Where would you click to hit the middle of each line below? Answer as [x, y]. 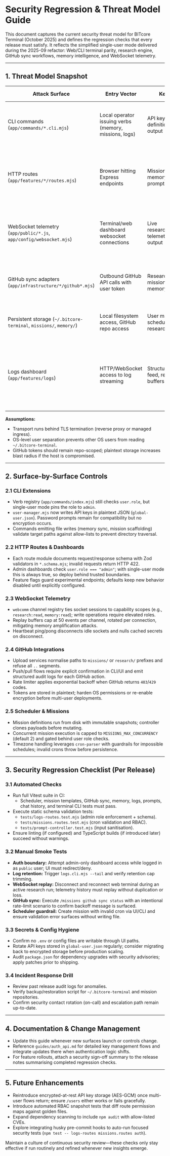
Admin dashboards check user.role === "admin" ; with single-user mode [88, 569]
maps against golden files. [40, 1111]
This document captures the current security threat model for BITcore [78, 34]
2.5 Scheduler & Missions [37, 712]
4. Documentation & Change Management [73, 1029]
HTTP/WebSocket [121, 368]
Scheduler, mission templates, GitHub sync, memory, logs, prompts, [91, 801]
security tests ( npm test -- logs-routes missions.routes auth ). [79, 1133]
